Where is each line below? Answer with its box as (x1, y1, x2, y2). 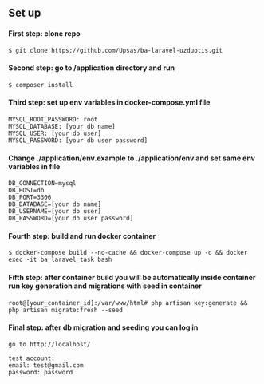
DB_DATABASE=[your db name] (8, 200, 102, 208)
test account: (8, 354, 56, 362)
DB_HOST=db (8, 187, 45, 195)
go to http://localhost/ (8, 340, 91, 348)
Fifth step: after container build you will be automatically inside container (8, 273, 256, 282)
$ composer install (8, 81, 73, 89)
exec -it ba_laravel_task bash (8, 255, 112, 264)
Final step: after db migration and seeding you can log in (8, 323, 199, 332)
